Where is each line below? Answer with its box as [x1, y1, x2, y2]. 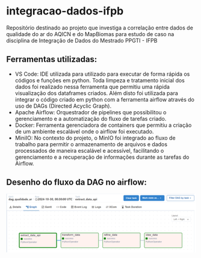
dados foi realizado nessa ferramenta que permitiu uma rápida [14, 83, 170, 90]
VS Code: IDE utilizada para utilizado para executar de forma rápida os [14, 70, 190, 78]
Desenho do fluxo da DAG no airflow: [6, 177, 147, 188]
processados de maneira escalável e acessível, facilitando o [14, 147, 164, 154]
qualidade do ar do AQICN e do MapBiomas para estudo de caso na [6, 30, 175, 37]
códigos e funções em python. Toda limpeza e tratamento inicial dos [14, 76, 185, 84]
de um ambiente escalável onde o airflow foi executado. [14, 127, 154, 135]
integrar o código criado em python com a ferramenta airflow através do [14, 96, 194, 103]
